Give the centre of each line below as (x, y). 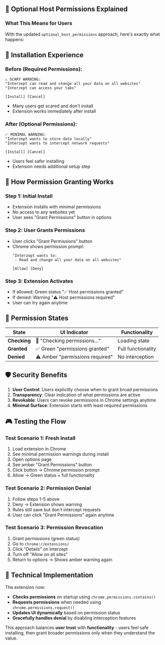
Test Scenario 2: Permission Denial (48, 488)
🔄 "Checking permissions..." (68, 341)
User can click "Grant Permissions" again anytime (63, 515)
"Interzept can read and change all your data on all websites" (73, 84)
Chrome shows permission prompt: (48, 246)
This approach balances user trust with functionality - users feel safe (77, 627)
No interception (136, 357)
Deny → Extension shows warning (47, 504)
